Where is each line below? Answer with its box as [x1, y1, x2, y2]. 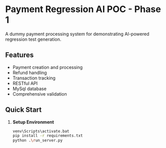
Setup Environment [12, 119, 54, 125]
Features [5, 51, 34, 59]
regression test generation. [5, 36, 62, 42]
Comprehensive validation [12, 91, 67, 97]
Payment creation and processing [12, 64, 83, 70]
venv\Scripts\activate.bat [12, 128, 70, 134]
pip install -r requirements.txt [12, 133, 83, 138]
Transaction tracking [12, 75, 56, 81]
